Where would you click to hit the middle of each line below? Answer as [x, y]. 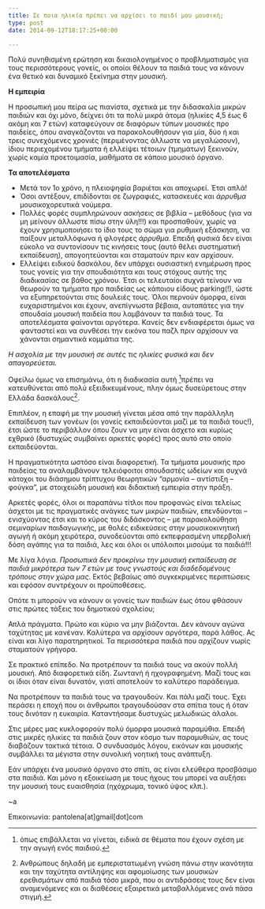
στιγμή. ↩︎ [35, 896]
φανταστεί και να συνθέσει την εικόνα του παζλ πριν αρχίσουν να [129, 331]
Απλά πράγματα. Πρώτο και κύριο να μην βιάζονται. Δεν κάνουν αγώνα [127, 624]
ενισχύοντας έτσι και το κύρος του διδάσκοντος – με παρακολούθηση [123, 519]
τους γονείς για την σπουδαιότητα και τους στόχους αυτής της [123, 272]
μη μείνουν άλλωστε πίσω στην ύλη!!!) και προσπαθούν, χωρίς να [128, 221]
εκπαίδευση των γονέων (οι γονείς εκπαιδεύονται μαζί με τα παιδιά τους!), [131, 421]
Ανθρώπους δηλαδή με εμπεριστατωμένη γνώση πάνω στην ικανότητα [136, 863]
